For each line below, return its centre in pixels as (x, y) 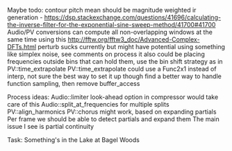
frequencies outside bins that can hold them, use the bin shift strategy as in (115, 61)
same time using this (37, 39)
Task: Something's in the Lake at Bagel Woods (74, 140)
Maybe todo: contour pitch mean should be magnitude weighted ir (102, 10)
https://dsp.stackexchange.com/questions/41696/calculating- (132, 17)
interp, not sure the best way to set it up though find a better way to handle (115, 76)
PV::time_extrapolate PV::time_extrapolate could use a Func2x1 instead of (112, 69)
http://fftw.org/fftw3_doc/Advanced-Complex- (134, 39)
